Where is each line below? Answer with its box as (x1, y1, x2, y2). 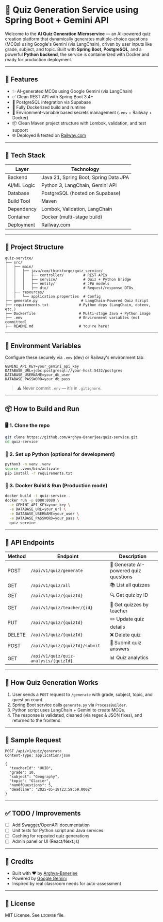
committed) (5, 319, 27, 325)
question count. (12, 696, 44, 702)
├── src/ (5, 260, 23, 265)
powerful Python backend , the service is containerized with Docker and (5, 51, 149, 57)
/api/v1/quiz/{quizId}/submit (31, 643, 100, 648)
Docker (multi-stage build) (41, 213, 103, 220)
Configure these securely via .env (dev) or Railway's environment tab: (5, 355, 145, 360)
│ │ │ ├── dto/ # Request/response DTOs (5, 285, 133, 291)
